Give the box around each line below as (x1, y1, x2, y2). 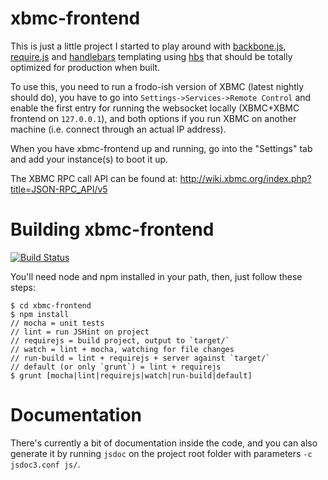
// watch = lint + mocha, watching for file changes (10, 344, 235, 354)
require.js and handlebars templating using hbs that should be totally (10, 50, 293, 62)
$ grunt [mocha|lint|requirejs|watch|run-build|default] (10, 370, 253, 381)
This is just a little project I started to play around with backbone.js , (10, 40, 287, 52)
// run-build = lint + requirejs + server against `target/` (10, 353, 271, 363)
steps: (10, 281, 36, 293)
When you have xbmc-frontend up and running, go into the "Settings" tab (10, 142, 313, 154)
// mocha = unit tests (10, 318, 105, 328)
